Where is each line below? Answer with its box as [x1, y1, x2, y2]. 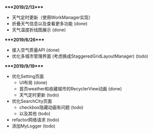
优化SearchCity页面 [11, 98, 52, 104]
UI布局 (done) [19, 79, 48, 85]
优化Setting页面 [11, 73, 44, 79]
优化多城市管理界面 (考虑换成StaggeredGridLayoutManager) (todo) [11, 53, 149, 59]
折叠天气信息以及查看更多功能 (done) [11, 21, 88, 26]
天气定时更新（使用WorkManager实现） [11, 14, 94, 20]
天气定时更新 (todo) [19, 92, 59, 98]
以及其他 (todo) [19, 111, 51, 116]
